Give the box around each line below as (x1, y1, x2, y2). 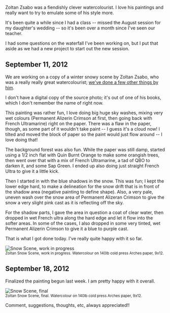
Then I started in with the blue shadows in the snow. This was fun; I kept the (5, 178, 164, 184)
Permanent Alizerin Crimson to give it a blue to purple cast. (5, 226, 128, 232)
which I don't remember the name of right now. (5, 100, 104, 106)
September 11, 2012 (5, 60, 69, 69)
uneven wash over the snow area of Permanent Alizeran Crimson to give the (5, 194, 165, 200)
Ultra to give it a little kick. (5, 168, 60, 174)
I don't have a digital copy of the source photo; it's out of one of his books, (5, 94, 161, 101)
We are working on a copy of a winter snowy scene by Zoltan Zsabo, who (5, 74, 159, 80)
